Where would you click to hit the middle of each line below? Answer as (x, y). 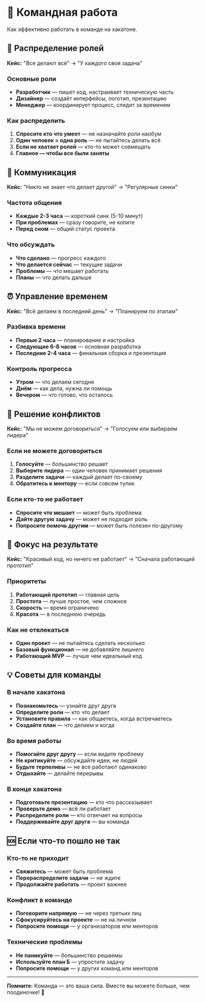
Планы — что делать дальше (54, 277)
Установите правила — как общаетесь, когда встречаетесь (94, 718)
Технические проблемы (45, 942)
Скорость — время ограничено (57, 607)
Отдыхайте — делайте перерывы (60, 773)
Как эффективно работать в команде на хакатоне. (72, 29)
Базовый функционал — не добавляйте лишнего (80, 649)
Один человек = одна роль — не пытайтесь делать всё (88, 140)
